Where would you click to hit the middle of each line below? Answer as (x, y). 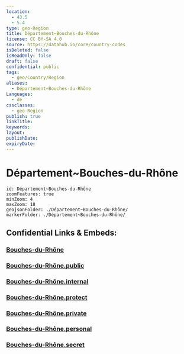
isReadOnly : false (29, 56)
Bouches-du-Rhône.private (46, 313)
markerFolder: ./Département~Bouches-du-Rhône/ (66, 215)
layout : (16, 133)
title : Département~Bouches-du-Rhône (53, 34)
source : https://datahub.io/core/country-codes (66, 45)
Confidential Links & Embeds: (62, 232)
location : (18, 12)
